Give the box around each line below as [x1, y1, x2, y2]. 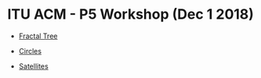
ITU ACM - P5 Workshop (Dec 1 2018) [7, 5, 254, 23]
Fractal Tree [18, 31, 58, 41]
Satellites [18, 61, 49, 71]
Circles [18, 46, 42, 55]
